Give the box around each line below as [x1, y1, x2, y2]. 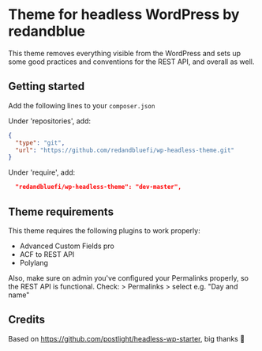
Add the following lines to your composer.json [8, 100, 155, 110]
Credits [8, 313, 46, 326]
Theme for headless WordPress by [8, 6, 240, 24]
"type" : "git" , [15, 138, 65, 147]
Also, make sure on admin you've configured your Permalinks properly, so [8, 273, 249, 282]
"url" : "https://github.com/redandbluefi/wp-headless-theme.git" [15, 146, 235, 154]
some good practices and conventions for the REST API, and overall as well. [8, 57, 255, 66]
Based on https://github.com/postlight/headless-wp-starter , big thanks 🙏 [8, 334, 245, 343]
